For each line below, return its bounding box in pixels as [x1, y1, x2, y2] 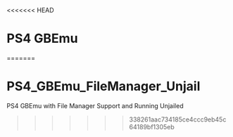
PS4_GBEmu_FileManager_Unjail [6, 79, 201, 94]
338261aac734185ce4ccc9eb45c [129, 115, 227, 124]
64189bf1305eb [129, 122, 175, 131]
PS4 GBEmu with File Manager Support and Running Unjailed [6, 101, 184, 110]
